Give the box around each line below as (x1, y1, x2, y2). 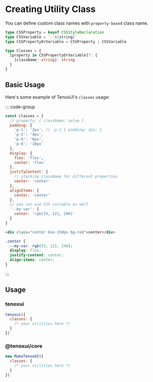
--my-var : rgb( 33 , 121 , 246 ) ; (10, 243, 73, 249)
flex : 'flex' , (14, 155, 44, 160)
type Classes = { (5, 48, 42, 53)
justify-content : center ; (10, 253, 64, 258)
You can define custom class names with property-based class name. (5, 20, 148, 26)
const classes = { (5, 113, 44, 118)
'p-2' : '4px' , (14, 132, 44, 137)
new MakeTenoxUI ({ (5, 354, 44, 359)
